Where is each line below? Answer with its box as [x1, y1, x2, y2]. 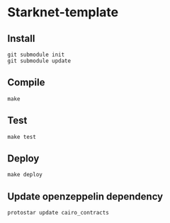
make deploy [7, 171, 42, 178]
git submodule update [7, 57, 72, 64]
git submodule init [7, 51, 65, 58]
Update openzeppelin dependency [7, 190, 164, 202]
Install [7, 33, 35, 45]
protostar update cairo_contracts [7, 210, 110, 217]
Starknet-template [7, 4, 119, 21]
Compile [7, 76, 45, 88]
